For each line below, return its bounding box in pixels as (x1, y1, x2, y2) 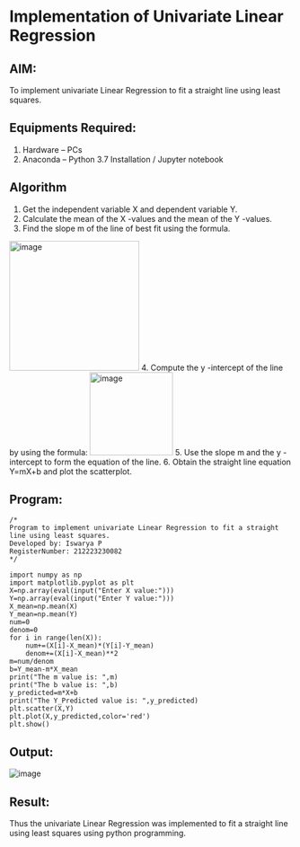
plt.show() (9, 720, 50, 729)
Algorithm (9, 180, 67, 195)
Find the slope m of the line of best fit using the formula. (22, 223, 231, 234)
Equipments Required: (9, 120, 137, 136)
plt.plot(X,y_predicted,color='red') (9, 712, 151, 721)
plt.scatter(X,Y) (9, 704, 75, 713)
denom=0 (9, 626, 39, 635)
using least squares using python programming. (9, 828, 187, 839)
